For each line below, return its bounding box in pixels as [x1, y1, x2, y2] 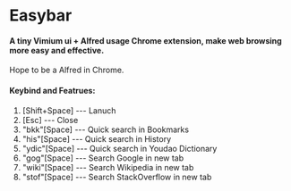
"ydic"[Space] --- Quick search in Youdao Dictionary [21, 143, 218, 154]
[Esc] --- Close [21, 114, 79, 125]
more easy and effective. [9, 45, 105, 55]
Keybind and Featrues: [9, 85, 96, 95]
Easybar [9, 5, 73, 26]
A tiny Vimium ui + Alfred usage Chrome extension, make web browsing [9, 35, 282, 46]
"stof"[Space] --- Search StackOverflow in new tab [21, 171, 212, 182]
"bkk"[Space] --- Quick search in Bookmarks [21, 124, 190, 135]
